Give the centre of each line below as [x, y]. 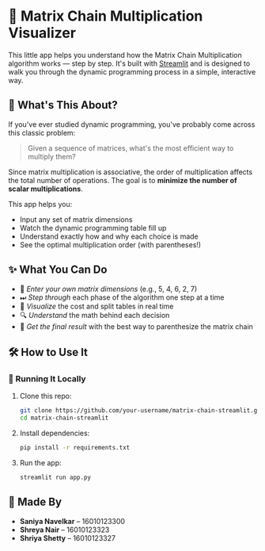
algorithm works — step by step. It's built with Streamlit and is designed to [129, 63]
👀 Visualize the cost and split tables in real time [97, 306]
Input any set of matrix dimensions [76, 219]
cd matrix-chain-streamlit [64, 418]
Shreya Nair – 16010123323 [64, 530]
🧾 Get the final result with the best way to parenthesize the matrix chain [136, 326]
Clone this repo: [45, 396]
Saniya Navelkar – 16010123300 [72, 521]
